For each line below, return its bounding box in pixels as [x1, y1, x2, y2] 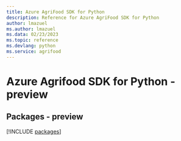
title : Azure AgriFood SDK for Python [6, 9, 105, 15]
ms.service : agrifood [6, 49, 62, 55]
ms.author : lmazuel [6, 26, 56, 32]
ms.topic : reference [6, 37, 59, 43]
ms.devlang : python [6, 43, 56, 49]
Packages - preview [6, 112, 83, 122]
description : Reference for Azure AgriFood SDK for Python [6, 15, 160, 21]
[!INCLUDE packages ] [6, 128, 62, 135]
